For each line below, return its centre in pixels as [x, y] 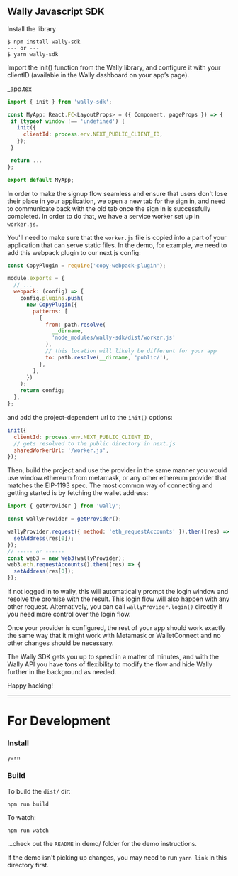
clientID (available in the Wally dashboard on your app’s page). [98, 75]
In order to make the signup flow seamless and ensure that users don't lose [118, 193]
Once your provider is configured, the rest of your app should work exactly [117, 628]
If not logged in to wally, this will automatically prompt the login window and [118, 592]
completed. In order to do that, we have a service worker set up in [103, 216]
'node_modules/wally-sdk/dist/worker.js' [114, 338]
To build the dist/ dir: [39, 791]
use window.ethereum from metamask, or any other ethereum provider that [117, 478]
